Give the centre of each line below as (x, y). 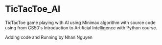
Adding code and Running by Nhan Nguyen (49, 37)
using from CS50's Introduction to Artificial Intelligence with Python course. (81, 27)
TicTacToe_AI (33, 9)
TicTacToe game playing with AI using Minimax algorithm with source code (80, 22)
